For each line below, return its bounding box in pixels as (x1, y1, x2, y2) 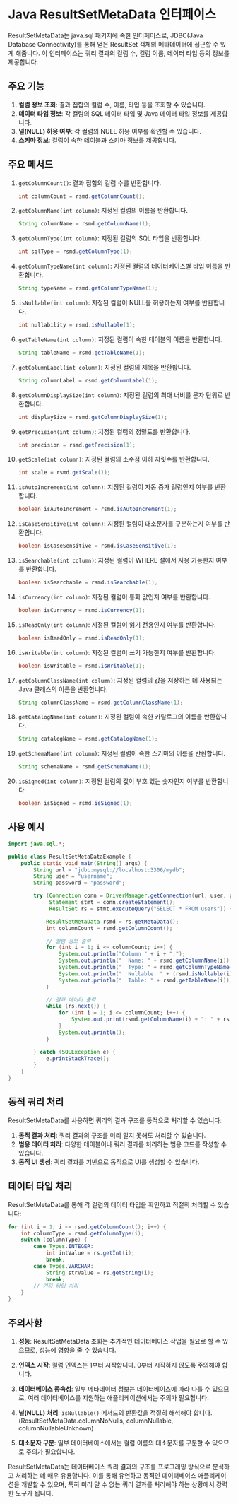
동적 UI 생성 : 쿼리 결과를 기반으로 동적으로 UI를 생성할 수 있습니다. (18, 1157, 200, 1166)
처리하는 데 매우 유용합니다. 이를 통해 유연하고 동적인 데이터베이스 (15, 1471, 196, 1479)
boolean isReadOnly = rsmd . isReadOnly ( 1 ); (18, 634, 145, 642)
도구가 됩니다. (15, 1488, 54, 1497)
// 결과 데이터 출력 (45, 996, 96, 1004)
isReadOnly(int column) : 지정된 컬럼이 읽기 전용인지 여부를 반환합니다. (18, 620, 216, 629)
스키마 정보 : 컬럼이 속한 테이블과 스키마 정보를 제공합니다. (18, 136, 177, 144)
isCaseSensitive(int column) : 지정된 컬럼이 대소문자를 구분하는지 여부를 (18, 519, 223, 528)
